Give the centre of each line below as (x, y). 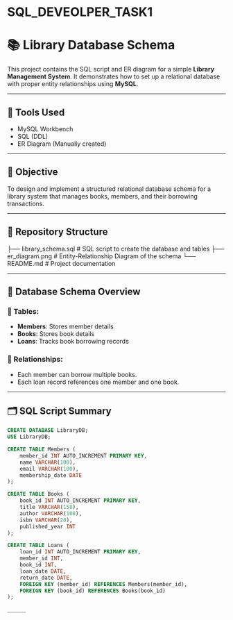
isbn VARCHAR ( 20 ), (46, 520)
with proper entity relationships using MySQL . (73, 84)
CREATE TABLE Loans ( (38, 546)
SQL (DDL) (33, 136)
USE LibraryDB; (29, 437)
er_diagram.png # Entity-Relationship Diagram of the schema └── (102, 256)
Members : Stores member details (66, 326)
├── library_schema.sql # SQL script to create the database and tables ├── (116, 249)
